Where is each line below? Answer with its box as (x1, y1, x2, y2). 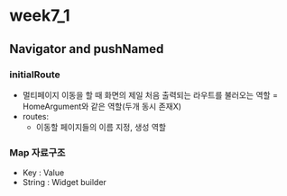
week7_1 (9, 5, 70, 26)
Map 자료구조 (9, 146, 66, 158)
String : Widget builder (22, 177, 106, 188)
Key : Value (22, 167, 65, 178)
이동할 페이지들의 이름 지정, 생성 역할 (35, 121, 167, 132)
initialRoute (9, 68, 60, 81)
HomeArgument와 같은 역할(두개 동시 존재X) (22, 101, 182, 111)
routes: (22, 111, 50, 121)
